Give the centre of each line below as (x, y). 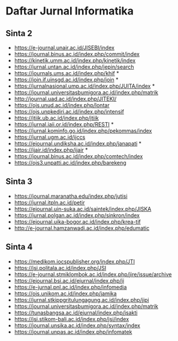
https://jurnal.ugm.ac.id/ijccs (50, 137)
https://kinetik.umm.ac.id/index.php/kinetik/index (75, 60)
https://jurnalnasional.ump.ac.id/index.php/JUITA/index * (85, 86)
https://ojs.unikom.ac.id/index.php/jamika (66, 293)
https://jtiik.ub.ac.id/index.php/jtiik (57, 118)
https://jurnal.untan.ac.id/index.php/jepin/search (74, 67)
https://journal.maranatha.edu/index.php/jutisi (71, 196)
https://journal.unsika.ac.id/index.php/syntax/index (77, 325)
